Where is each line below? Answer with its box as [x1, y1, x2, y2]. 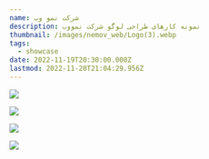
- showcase [17, 47, 59, 56]
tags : [9, 38, 30, 48]
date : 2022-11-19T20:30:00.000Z [9, 55, 132, 65]
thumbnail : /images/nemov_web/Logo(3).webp [9, 30, 177, 39]
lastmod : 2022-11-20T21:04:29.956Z [9, 65, 144, 74]
